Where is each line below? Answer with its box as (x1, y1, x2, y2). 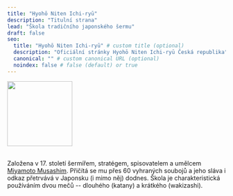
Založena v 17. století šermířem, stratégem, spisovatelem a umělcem (7, 159, 202, 167)
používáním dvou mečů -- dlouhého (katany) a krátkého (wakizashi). (7, 181, 203, 189)
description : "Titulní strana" (7, 17, 98, 24)
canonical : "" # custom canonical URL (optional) (13, 55, 159, 62)
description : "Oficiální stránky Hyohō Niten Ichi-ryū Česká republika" (13, 49, 228, 56)
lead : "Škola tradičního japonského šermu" (7, 23, 135, 30)
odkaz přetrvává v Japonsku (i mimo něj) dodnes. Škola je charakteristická (7, 174, 221, 182)
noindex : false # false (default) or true (13, 62, 138, 69)
